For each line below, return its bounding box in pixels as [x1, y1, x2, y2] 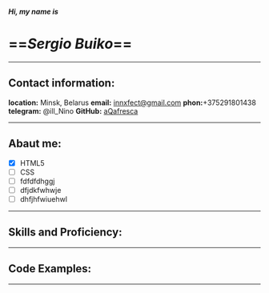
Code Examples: [8, 262, 92, 275]
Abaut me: [8, 137, 62, 151]
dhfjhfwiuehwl [19, 194, 68, 203]
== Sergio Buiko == [8, 35, 133, 53]
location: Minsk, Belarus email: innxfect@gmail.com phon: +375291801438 [8, 98, 256, 107]
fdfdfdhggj [19, 176, 55, 186]
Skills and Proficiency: [8, 226, 122, 239]
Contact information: [8, 76, 115, 90]
